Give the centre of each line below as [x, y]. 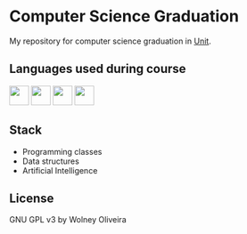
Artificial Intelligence [60, 170]
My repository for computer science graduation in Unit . [110, 41]
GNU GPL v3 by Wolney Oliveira [68, 220]
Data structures [51, 161]
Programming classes [62, 151]
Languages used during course [98, 69]
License [32, 198]
